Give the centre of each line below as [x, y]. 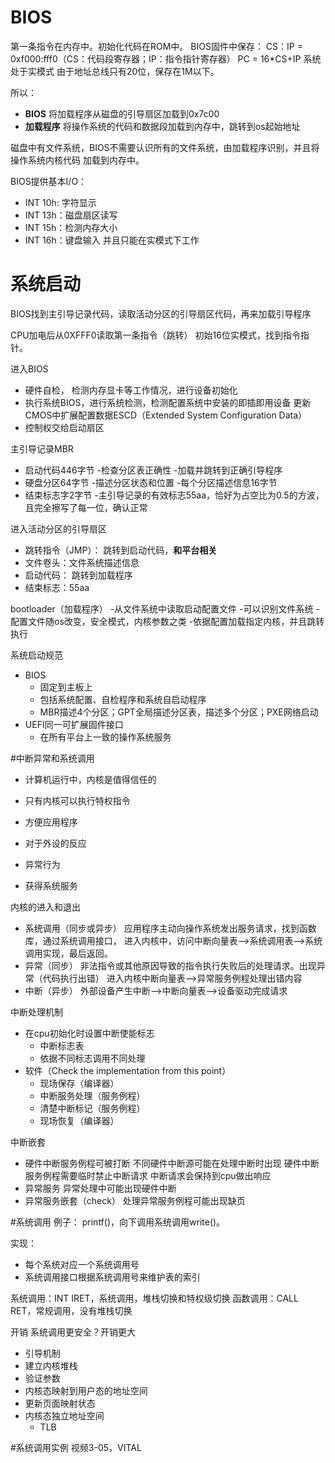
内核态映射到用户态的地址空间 [86, 1390]
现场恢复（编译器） [79, 1120]
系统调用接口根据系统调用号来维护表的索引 [112, 1277]
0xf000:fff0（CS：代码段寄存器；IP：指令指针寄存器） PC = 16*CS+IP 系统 [166, 58]
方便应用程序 [51, 822]
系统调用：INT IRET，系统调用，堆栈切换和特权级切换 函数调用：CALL [154, 1298]
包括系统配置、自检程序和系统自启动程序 [123, 699]
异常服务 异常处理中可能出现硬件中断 [100, 1188]
